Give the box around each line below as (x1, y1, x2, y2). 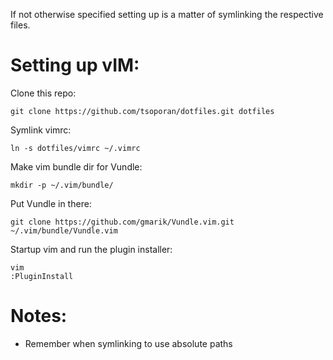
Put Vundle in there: (10, 197, 92, 209)
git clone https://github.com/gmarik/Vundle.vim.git (10, 217, 235, 227)
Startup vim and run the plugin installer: (10, 243, 173, 255)
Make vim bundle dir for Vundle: (10, 160, 143, 173)
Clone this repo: (10, 87, 77, 99)
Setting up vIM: (10, 54, 140, 77)
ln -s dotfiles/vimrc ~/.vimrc (10, 143, 141, 153)
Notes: (10, 305, 68, 328)
